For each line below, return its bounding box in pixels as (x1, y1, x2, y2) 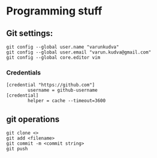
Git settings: (6, 28, 53, 38)
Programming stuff (6, 4, 102, 18)
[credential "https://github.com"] (6, 82, 95, 88)
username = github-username (28, 87, 98, 94)
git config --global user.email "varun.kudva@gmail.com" (6, 49, 152, 55)
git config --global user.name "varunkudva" (6, 44, 119, 50)
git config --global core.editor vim (6, 55, 101, 61)
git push (6, 146, 28, 152)
